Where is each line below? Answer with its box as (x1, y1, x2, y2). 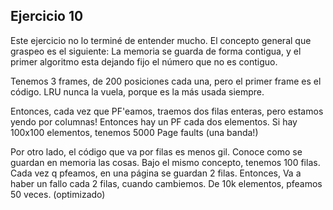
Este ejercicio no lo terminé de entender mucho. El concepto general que (10, 34, 312, 46)
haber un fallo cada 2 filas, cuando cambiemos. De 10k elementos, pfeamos (10, 177, 323, 189)
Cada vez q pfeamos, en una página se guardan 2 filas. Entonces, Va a (10, 167, 302, 179)
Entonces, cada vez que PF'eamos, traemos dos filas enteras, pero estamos (10, 105, 324, 117)
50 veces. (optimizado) (10, 188, 106, 200)
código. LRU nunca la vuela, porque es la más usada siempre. (10, 85, 265, 98)
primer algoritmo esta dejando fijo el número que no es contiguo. (10, 55, 278, 68)
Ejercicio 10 (10, 8, 84, 25)
